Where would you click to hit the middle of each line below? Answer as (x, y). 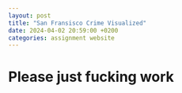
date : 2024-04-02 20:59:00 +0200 (63, 30)
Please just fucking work (91, 77)
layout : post (30, 15)
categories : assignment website (61, 38)
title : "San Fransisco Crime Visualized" (78, 23)
